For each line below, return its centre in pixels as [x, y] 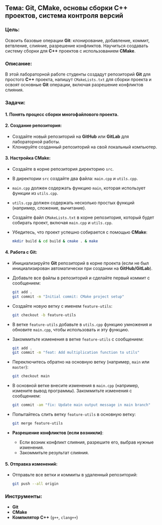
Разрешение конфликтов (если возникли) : [58, 433]
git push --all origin [35, 484]
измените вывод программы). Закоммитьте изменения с [72, 391]
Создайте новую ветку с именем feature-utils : [62, 306]
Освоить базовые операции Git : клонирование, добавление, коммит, [78, 40]
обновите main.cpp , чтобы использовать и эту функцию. [70, 329]
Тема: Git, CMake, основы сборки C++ [67, 8]
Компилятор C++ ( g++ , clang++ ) [45, 518]
